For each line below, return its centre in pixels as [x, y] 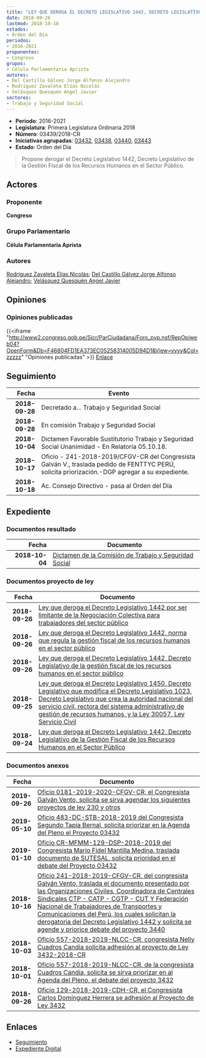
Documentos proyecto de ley [50, 582]
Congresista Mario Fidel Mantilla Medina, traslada [108, 850]
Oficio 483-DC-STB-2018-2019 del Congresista [110, 817]
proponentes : [23, 52]
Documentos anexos [38, 766]
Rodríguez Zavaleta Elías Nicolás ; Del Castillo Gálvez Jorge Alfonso [91, 274]
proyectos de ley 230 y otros [79, 807]
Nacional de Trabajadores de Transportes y [100, 906]
